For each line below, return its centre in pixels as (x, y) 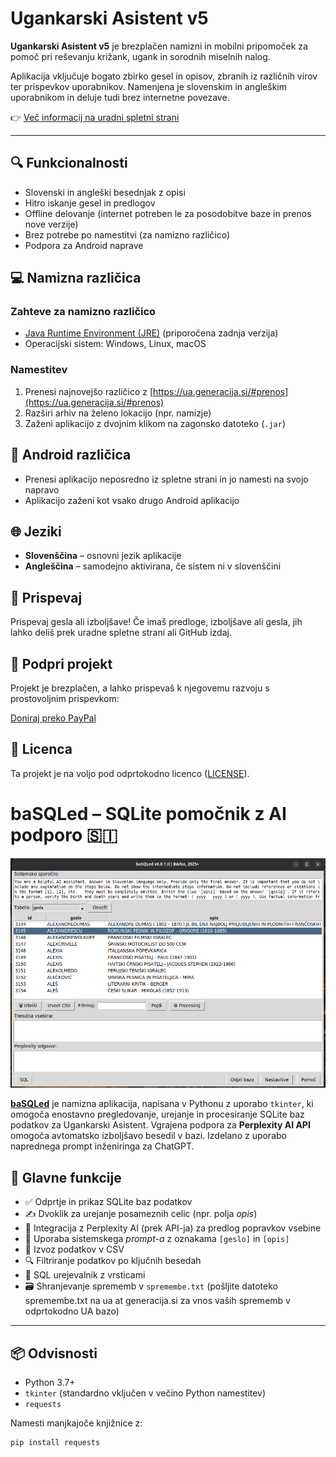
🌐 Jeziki (36, 531)
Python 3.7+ (50, 1382)
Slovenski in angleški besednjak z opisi (105, 192)
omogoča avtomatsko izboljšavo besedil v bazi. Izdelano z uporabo (148, 1136)
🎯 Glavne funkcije (66, 1177)
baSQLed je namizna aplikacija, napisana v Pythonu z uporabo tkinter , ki (162, 1104)
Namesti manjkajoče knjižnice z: (76, 1423)
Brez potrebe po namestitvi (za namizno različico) (127, 234)
